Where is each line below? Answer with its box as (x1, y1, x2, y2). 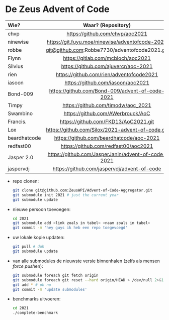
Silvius (8, 63, 24, 70)
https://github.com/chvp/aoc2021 (66, 30, 147, 37)
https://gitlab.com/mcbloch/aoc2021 (63, 54, 151, 61)
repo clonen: (12, 178, 39, 184)
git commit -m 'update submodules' (12, 287, 88, 292)
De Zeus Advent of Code (5, 4, 110, 15)
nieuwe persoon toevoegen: (12, 206, 71, 212)
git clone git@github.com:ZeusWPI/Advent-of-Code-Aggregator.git (12, 187, 152, 193)
